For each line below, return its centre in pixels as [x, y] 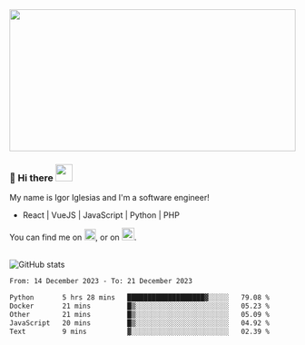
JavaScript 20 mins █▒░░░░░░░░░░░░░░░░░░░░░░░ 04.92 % [140, 323]
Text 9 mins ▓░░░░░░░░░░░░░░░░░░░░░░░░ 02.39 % [140, 331]
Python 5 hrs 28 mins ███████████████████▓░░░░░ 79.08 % [140, 298]
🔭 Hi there [32, 178]
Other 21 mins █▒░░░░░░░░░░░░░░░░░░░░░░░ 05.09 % [140, 314]
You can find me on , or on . [73, 237]
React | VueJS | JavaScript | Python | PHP [101, 215]
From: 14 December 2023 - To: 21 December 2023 [101, 281]
